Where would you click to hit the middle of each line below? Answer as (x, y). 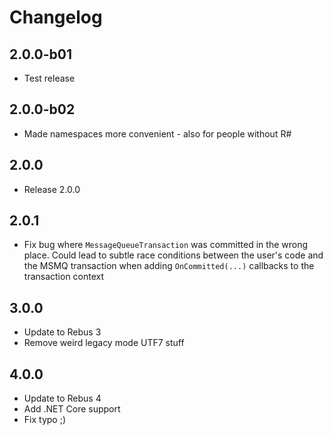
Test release (49, 78)
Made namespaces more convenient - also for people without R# (157, 133)
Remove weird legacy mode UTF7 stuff (104, 343)
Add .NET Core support (72, 409)
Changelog (56, 17)
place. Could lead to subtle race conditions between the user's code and (173, 255)
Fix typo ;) (44, 420)
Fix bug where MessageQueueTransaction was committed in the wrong (166, 245)
